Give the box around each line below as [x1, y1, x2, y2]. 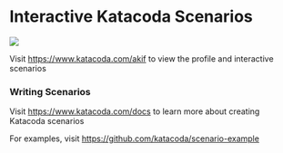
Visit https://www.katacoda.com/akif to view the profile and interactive [9, 53, 275, 64]
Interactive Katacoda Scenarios [9, 6, 253, 27]
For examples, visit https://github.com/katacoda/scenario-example [9, 133, 259, 144]
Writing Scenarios [9, 85, 91, 98]
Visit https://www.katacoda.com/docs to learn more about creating [9, 106, 260, 117]
